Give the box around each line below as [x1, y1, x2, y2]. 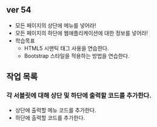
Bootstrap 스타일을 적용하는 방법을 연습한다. [24, 52, 130, 60]
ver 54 [6, 5, 32, 15]
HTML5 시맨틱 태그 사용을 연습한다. [24, 44, 109, 52]
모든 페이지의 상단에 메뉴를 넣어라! [15, 21, 96, 29]
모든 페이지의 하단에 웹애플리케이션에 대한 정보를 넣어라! [15, 29, 149, 36]
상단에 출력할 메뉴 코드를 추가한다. [15, 106, 96, 114]
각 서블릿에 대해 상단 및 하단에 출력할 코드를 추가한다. [6, 91, 152, 100]
